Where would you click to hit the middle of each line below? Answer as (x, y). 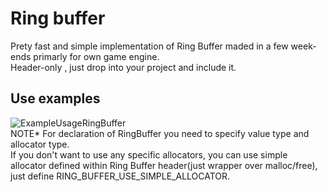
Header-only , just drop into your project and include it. (123, 67)
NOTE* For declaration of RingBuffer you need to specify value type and (160, 133)
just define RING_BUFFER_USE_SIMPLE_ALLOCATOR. (120, 176)
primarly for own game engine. (96, 56)
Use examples (55, 98)
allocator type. (40, 144)
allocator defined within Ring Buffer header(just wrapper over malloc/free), (164, 165)
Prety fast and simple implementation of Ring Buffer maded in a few (149, 46)
